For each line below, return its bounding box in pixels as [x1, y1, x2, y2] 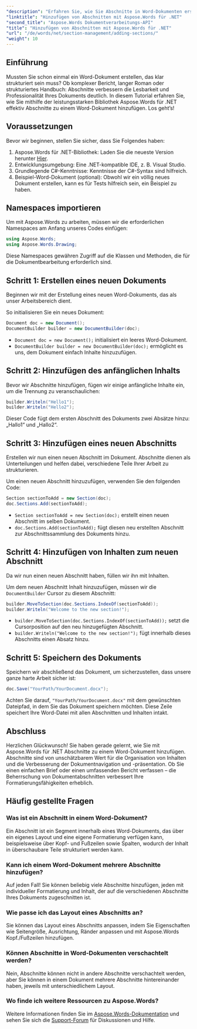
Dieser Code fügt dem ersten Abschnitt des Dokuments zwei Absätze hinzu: [6, 415, 190, 422]
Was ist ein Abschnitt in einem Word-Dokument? [6, 814, 148, 822]
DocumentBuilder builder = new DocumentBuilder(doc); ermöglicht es [14, 342, 184, 350]
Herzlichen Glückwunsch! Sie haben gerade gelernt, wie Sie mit [6, 742, 160, 749]
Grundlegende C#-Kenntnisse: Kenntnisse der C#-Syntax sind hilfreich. [14, 167, 188, 174]
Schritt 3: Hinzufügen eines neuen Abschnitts [6, 438, 177, 448]
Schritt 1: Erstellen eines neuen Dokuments [6, 276, 167, 286]
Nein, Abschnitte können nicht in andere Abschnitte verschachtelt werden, [6, 970, 186, 977]
